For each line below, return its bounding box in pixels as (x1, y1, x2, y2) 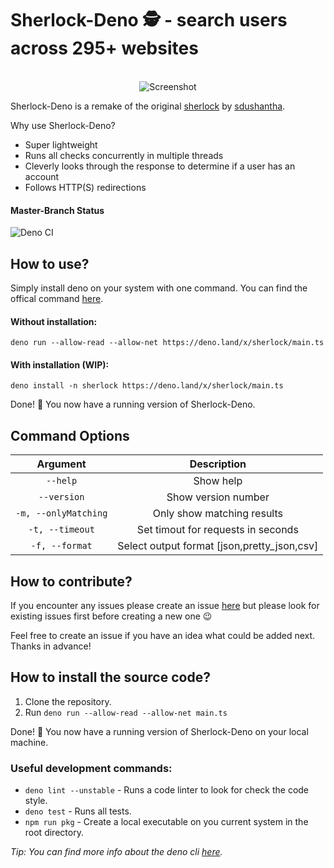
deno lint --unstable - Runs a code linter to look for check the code (24, 784, 310, 796)
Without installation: (10, 315, 98, 327)
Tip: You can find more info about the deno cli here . (10, 846, 223, 858)
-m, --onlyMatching (15, 508, 108, 519)
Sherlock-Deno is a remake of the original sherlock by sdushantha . (10, 100, 286, 112)
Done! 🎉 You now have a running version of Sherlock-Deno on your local (10, 725, 309, 737)
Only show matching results (152, 507, 283, 521)
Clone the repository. (24, 695, 112, 707)
